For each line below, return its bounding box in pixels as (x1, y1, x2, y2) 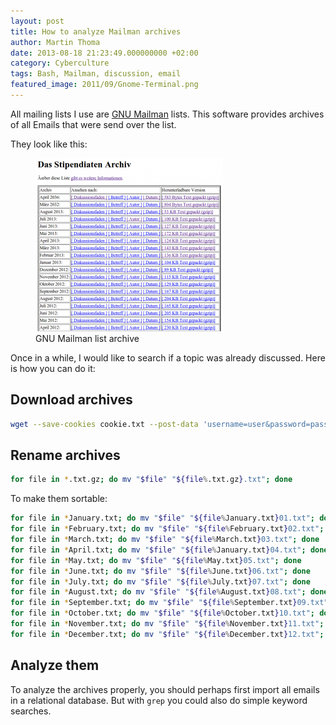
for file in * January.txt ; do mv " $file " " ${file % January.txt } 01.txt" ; (10, 513, 316, 524)
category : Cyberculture (10, 58, 110, 69)
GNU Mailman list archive (35, 332, 140, 344)
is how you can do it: (10, 362, 96, 374)
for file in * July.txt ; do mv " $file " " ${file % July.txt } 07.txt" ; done (10, 576, 311, 587)
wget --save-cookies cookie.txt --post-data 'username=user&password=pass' (10, 419, 333, 429)
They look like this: (10, 138, 88, 150)
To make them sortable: (10, 493, 108, 505)
